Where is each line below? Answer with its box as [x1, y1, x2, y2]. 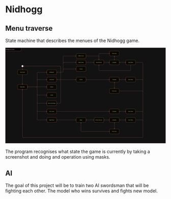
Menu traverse [5, 24, 53, 33]
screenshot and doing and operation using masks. [5, 154, 110, 160]
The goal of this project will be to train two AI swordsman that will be [5, 183, 149, 189]
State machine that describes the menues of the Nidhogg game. [5, 37, 140, 43]
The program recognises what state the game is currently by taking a [5, 148, 150, 154]
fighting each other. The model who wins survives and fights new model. [5, 188, 158, 194]
